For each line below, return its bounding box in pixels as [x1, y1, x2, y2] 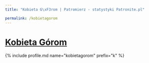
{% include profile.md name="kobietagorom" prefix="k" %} [5, 53, 125, 59]
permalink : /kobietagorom [5, 16, 57, 21]
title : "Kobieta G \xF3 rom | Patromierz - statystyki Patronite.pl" [5, 7, 145, 12]
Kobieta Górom [5, 37, 67, 47]
